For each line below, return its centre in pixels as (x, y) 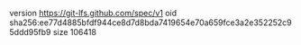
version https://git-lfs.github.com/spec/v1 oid (93, 13)
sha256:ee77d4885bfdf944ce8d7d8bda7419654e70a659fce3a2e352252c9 (150, 22)
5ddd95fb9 (30, 32)
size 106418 (75, 32)
